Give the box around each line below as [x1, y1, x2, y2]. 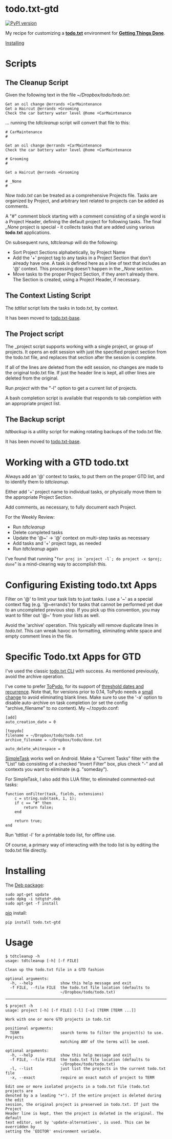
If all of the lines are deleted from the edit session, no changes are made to [5, 364, 164, 370]
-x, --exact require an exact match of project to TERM [10, 1075, 155, 1081]
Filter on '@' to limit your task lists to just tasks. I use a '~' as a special [5, 596, 153, 602]
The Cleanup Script [5, 78, 69, 87]
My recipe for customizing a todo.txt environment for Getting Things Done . [5, 30, 165, 36]
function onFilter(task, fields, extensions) [5, 792, 104, 797]
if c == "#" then [14, 800, 52, 806]
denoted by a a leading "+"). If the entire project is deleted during [5, 1093, 161, 1099]
